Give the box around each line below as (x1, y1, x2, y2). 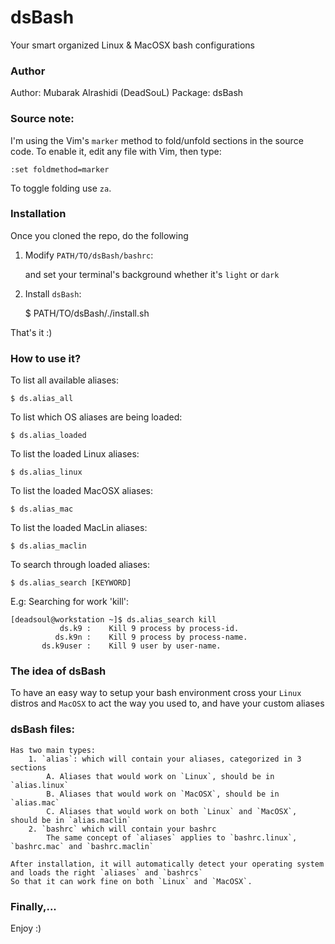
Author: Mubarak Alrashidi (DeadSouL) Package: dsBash (10, 87, 244, 99)
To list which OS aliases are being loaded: (10, 411, 183, 423)
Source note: (10, 112, 75, 126)
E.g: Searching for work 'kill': (10, 596, 130, 608)
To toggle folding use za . (10, 182, 112, 194)
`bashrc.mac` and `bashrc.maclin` (10, 841, 155, 851)
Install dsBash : (24, 287, 82, 300)
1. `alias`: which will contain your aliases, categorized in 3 (28, 754, 302, 764)
